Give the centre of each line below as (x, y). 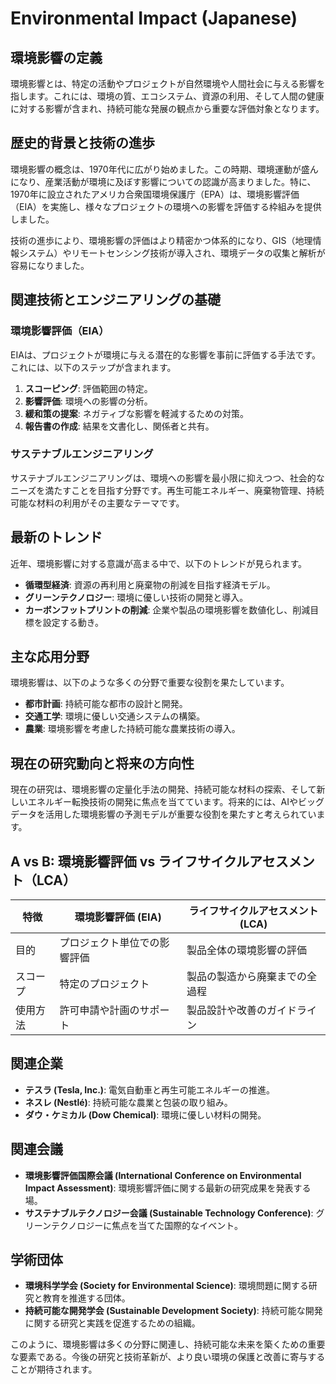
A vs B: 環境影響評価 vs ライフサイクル (130, 861)
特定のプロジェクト (104, 984)
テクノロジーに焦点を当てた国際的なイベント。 (147, 1225)
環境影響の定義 (56, 57)
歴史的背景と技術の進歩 (82, 143)
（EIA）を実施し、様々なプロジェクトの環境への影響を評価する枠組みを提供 (166, 206)
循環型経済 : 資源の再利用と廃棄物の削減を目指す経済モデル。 (150, 584)
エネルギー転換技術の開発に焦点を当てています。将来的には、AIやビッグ (176, 802)
